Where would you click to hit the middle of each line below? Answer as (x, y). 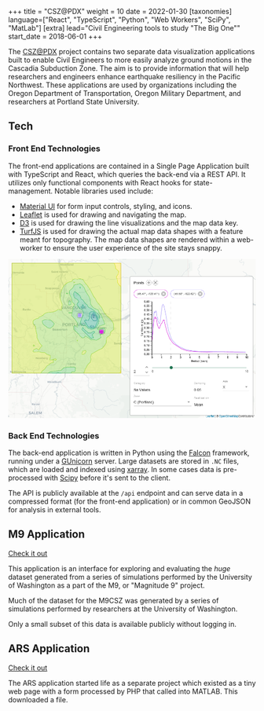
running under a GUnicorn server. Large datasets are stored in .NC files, (124, 461)
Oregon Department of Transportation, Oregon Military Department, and (125, 93)
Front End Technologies (54, 148)
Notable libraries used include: (104, 191)
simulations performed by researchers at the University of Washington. (123, 609)
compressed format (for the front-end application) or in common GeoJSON (130, 501)
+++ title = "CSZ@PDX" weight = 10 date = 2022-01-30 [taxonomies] (120, 11)
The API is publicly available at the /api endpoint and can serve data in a (126, 493)
